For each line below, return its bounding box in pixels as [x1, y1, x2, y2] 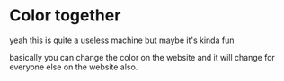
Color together [9, 5, 121, 26]
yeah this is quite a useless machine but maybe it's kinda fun [9, 35, 235, 45]
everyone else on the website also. [9, 61, 138, 72]
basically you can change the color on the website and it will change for [9, 52, 276, 62]
